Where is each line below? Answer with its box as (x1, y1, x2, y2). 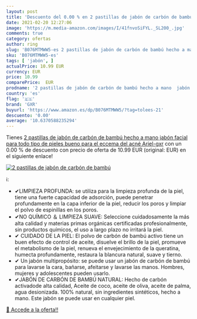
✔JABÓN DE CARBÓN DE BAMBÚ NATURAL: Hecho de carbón (14, 276, 167, 283)
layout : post (6, 8, 38, 15)
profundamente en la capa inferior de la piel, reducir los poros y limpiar (14, 200, 186, 207)
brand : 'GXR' (6, 101, 38, 108)
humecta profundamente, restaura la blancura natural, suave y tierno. (14, 251, 183, 258)
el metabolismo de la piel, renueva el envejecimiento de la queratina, (14, 245, 180, 252)
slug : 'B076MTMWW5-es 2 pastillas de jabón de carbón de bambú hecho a (6, 47, 185, 53)
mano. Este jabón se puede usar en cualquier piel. (14, 295, 136, 302)
